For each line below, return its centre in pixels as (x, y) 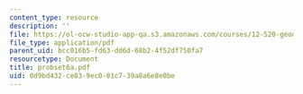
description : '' (40, 26)
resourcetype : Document (54, 59)
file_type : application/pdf (62, 43)
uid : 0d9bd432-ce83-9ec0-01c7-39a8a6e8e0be (92, 76)
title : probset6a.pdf (50, 68)
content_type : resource (54, 17)
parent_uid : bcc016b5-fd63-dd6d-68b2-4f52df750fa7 (106, 51)
